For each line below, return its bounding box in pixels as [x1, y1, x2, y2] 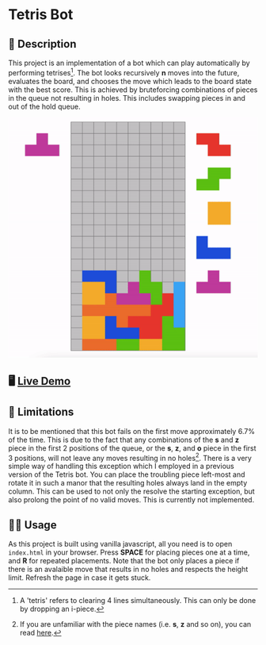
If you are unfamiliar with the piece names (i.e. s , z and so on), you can [19, 620, 252, 628]
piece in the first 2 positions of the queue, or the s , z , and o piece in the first [8, 443, 256, 453]
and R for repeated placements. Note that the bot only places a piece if [8, 556, 240, 565]
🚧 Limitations [8, 405, 74, 419]
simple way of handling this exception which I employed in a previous [8, 462, 235, 471]
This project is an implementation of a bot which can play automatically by [8, 58, 251, 67]
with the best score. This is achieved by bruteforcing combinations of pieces [8, 85, 258, 94]
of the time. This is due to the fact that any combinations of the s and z [8, 435, 240, 444]
